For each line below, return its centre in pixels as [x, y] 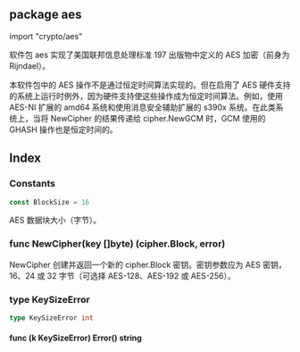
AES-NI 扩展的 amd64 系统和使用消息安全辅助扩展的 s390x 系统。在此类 [143, 107]
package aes [46, 15]
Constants [33, 184]
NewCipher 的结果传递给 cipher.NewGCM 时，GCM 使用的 [158, 118]
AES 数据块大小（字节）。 [55, 220]
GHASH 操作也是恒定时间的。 [63, 130]
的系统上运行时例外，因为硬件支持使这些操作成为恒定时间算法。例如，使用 [146, 96]
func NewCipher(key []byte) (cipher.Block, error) [117, 244]
